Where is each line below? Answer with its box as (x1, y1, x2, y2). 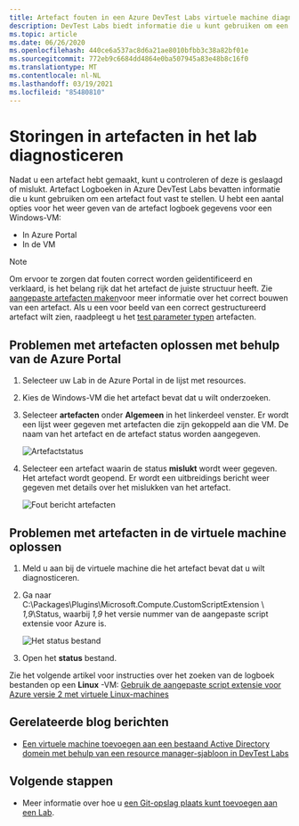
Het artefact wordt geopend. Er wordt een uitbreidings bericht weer (21, 473, 270, 483)
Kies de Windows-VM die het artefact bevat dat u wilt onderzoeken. (21, 392, 271, 403)
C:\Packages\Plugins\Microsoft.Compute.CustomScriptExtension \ (21, 599, 264, 610)
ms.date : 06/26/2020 (9, 37, 86, 47)
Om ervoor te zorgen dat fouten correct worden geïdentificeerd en (9, 274, 253, 285)
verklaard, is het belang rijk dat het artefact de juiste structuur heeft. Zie (9, 283, 273, 294)
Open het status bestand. (21, 653, 117, 664)
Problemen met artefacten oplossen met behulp (9, 337, 280, 352)
